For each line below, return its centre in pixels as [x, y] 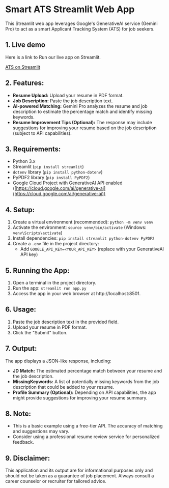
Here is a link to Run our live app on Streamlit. [53, 57]
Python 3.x [24, 161]
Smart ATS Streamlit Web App [70, 9]
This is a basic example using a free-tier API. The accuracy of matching [88, 426]
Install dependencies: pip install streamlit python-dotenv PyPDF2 [83, 238]
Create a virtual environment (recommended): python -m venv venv [83, 222]
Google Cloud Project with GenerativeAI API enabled [68, 183]
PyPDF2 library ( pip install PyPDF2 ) [51, 178]
